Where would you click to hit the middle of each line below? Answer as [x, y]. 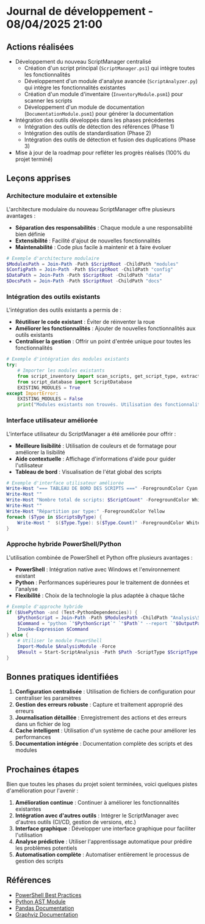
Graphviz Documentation [46, 914]
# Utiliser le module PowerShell [60, 640]
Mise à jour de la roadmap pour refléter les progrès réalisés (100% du [103, 152]
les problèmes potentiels [46, 848]
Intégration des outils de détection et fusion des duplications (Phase [110, 140]
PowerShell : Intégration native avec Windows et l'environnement [97, 569]
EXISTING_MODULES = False [50, 399]
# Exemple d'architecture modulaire [53, 258]
